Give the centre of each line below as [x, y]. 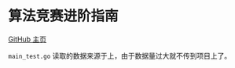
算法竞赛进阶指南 [64, 16]
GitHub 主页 [28, 39]
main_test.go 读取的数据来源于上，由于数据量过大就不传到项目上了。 [120, 55]
